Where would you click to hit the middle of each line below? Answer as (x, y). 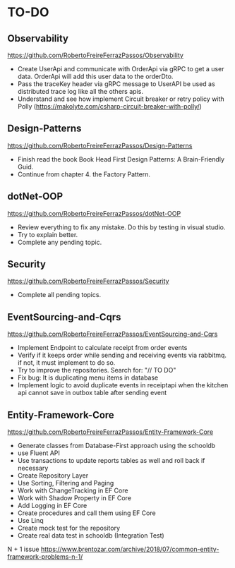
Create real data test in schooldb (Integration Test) (91, 536)
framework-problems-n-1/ (45, 557)
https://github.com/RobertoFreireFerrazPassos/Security (88, 281)
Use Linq (30, 521)
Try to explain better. (48, 234)
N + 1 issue (23, 549)
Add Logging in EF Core (52, 506)
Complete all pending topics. (59, 295)
